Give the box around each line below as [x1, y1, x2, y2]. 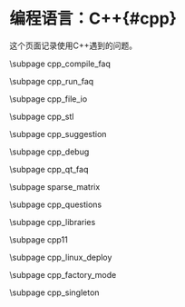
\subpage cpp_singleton [9, 287, 100, 298]
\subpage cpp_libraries [9, 216, 96, 227]
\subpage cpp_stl [9, 111, 74, 122]
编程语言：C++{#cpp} [9, 8, 177, 29]
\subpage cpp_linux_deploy [9, 252, 112, 262]
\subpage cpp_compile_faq [9, 58, 112, 69]
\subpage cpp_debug [9, 146, 90, 157]
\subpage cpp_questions [9, 199, 102, 210]
